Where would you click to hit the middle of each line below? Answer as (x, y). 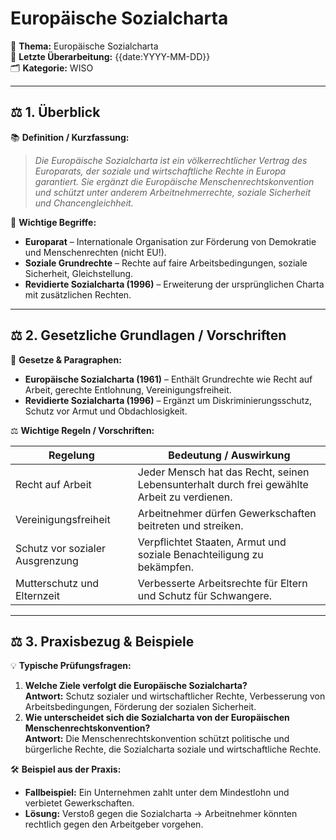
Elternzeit (37, 595)
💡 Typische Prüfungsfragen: (71, 666)
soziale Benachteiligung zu (200, 554)
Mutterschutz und (57, 583)
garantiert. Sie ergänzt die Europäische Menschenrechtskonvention (174, 181)
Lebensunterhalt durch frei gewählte (223, 484)
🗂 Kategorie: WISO (52, 68)
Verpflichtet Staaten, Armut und (212, 542)
